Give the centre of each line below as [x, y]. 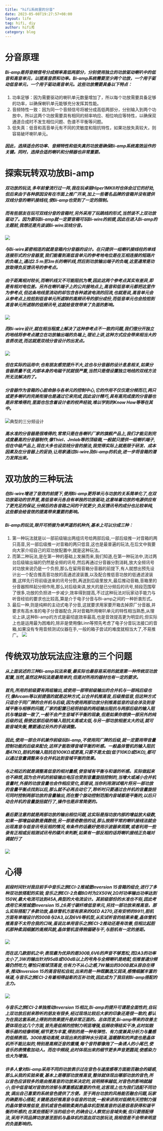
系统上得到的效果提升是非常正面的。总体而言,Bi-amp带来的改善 [89, 1019]
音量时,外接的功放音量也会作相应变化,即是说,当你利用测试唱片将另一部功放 [79, 783]
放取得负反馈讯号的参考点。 [33, 267]
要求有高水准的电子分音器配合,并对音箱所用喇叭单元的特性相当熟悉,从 [81, 611]
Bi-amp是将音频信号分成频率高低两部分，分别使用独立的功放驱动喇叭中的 [78, 72]
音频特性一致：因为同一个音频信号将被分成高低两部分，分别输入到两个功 [84, 110]
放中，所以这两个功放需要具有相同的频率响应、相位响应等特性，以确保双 [84, 116]
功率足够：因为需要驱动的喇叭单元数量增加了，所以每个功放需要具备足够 [84, 97]
